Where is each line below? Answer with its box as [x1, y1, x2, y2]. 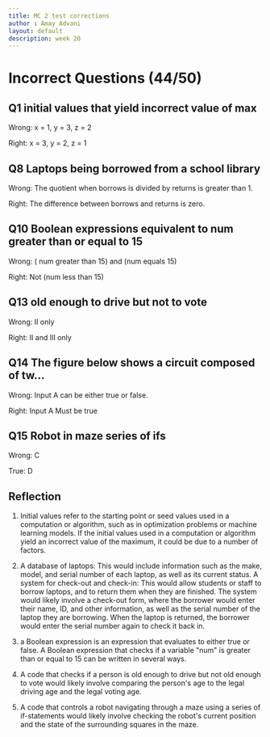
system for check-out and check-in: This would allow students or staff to [19, 579, 262, 588]
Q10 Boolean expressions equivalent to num [8, 222, 234, 236]
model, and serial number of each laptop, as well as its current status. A [19, 570, 259, 579]
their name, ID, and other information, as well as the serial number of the [19, 604, 260, 614]
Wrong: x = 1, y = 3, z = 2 [8, 123, 92, 133]
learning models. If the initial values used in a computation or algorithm [19, 529, 256, 538]
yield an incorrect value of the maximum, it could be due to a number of [19, 537, 259, 546]
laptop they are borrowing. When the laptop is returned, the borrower [19, 613, 250, 622]
